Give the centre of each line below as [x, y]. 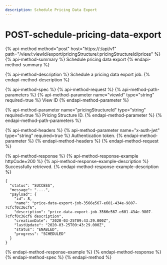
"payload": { [23, 194]
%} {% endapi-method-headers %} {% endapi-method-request [93, 141]
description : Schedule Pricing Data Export [51, 10]
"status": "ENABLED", [36, 229]
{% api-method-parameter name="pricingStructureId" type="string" [75, 110]
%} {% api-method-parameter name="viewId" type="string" [92, 95]
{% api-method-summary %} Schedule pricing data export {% [69, 59]
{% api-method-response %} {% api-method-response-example [72, 156]
